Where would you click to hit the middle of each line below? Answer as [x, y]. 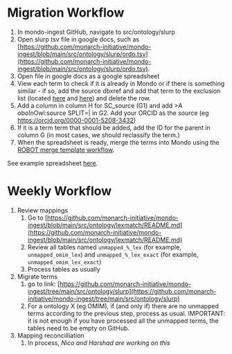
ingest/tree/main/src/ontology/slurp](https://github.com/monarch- [122, 291]
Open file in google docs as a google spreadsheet [88, 76]
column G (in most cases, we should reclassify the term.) [98, 135]
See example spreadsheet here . [53, 163]
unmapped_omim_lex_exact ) [64, 262]
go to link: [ [44, 284]
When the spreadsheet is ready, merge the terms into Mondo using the [118, 142]
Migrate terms [37, 276]
